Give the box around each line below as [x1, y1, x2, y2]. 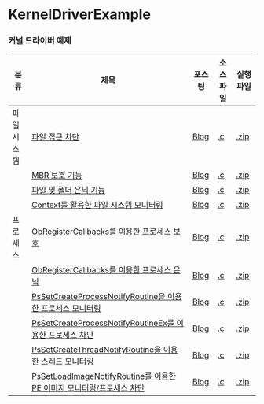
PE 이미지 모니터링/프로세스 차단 [31, 383, 145, 394]
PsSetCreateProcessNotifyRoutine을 [31, 291, 166, 302]
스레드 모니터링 [40, 356, 94, 367]
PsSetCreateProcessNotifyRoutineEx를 [31, 317, 175, 328]
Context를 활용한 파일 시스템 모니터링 [31, 199, 163, 210]
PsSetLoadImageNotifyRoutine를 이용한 [31, 371, 177, 382]
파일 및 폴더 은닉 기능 [31, 185, 106, 196]
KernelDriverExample [8, 6, 152, 24]
